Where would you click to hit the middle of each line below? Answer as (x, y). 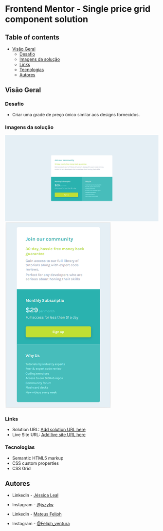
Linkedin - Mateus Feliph (37, 514)
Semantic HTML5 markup (38, 458)
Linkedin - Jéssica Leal (35, 495)
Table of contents (32, 37)
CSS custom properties (36, 463)
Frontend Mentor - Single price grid (78, 9)
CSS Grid (21, 468)
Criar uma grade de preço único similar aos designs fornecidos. (76, 114)
